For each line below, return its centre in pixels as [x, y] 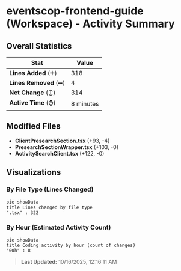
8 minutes [85, 103]
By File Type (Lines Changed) [50, 189]
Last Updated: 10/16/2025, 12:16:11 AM [69, 261]
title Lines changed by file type [50, 207]
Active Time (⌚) [32, 102]
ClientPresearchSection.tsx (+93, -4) [62, 141]
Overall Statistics [39, 46]
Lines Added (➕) [33, 73]
